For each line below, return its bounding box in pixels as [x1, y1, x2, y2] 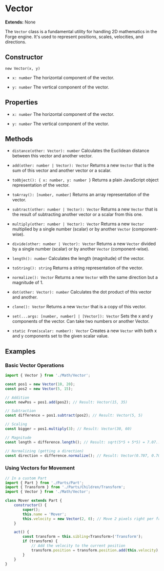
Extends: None [5, 19, 36, 25]
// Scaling [5, 422, 27, 427]
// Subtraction [5, 408, 36, 413]
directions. [5, 39, 27, 44]
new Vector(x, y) [5, 66, 41, 71]
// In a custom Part [5, 476, 47, 481]
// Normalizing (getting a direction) [5, 448, 84, 453]
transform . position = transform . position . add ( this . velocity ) [31, 548, 159, 552]
